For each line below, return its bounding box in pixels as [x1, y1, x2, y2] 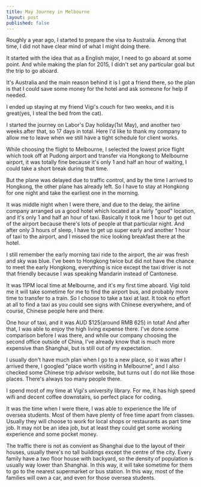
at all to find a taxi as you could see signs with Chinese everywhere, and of [6, 301, 191, 308]
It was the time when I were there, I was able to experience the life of [6, 405, 177, 412]
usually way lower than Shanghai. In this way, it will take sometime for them [6, 461, 193, 469]
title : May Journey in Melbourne [6, 8, 90, 15]
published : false [6, 20, 50, 26]
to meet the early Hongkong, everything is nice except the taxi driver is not [6, 264, 191, 271]
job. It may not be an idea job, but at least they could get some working [6, 424, 182, 432]
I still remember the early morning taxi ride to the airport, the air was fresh [6, 251, 189, 259]
